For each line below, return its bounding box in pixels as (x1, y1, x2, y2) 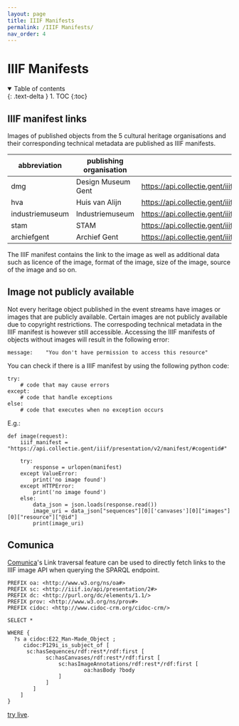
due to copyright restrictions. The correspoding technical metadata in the (7, 320, 223, 328)
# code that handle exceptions (20, 394, 113, 401)
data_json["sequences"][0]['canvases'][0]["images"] (70, 507, 231, 515)
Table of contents (14, 85, 65, 93)
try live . (7, 710, 30, 719)
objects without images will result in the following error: (7, 335, 169, 344)
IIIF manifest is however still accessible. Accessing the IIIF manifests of (7, 327, 216, 336)
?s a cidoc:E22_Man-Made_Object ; (14, 635, 116, 643)
